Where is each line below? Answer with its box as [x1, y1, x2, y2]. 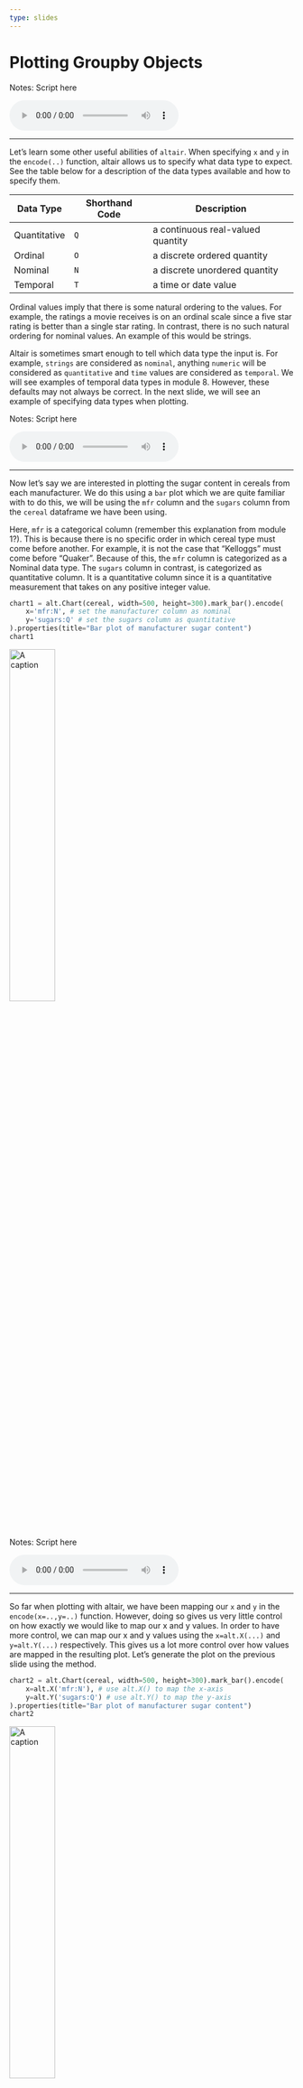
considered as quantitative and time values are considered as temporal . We [9, 367, 294, 377]
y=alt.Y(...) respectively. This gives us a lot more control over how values [9, 1639, 289, 1650]
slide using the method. [9, 1658, 96, 1669]
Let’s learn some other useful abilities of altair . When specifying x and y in [9, 146, 289, 157]
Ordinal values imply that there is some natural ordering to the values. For [9, 302, 282, 312]
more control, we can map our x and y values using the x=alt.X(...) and [9, 1629, 281, 1640]
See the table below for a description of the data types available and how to [9, 165, 291, 176]
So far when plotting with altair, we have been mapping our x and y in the [9, 1601, 280, 1611]
